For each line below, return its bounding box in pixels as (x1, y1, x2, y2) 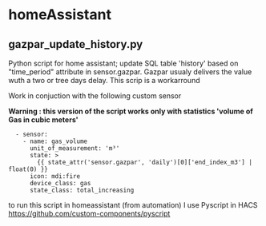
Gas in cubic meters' (8, 115, 79, 125)
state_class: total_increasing (29, 186, 135, 194)
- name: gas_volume (22, 137, 88, 145)
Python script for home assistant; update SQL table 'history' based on (8, 58, 239, 68)
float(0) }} (8, 165, 48, 173)
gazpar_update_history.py (8, 38, 143, 51)
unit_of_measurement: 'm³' (29, 145, 120, 153)
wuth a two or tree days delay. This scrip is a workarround (8, 76, 200, 85)
